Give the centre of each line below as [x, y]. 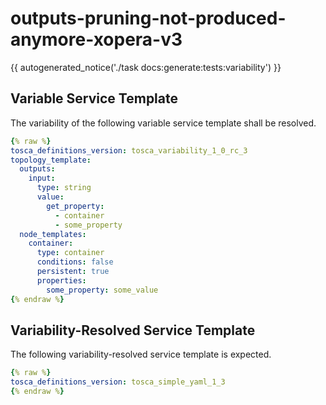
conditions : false [75, 262]
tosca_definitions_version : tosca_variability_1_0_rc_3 [129, 150]
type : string [64, 188]
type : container [70, 253]
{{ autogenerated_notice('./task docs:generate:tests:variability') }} [146, 67]
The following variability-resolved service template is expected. [141, 354]
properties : [61, 280]
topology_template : [51, 160]
